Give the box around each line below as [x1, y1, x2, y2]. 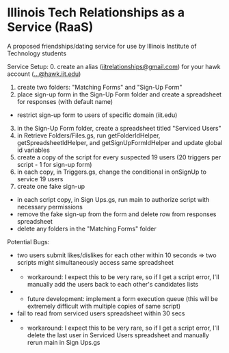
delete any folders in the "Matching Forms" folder [16, 224, 157, 233]
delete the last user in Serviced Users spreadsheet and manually [27, 330, 210, 339]
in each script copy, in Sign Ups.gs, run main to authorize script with [16, 195, 210, 203]
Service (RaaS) [7, 19, 94, 35]
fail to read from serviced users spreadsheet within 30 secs [16, 309, 185, 317]
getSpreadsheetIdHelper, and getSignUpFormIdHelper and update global [16, 138, 223, 146]
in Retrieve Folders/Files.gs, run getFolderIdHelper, [16, 131, 161, 140]
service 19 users [16, 174, 64, 183]
